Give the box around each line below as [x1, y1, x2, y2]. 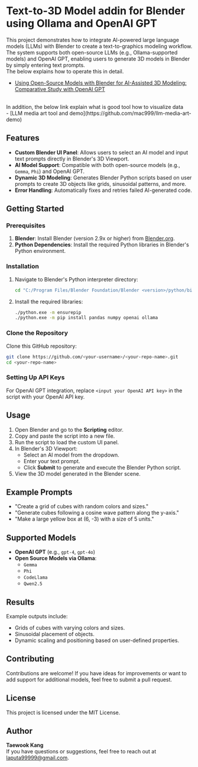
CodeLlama [23, 575, 48, 581]
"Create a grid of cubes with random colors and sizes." [14, 503, 149, 510]
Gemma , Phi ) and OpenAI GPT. [14, 168, 85, 175]
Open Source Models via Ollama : [14, 555, 97, 562]
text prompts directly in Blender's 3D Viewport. [14, 155, 129, 162]
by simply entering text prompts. [6, 61, 86, 69]
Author [6, 726, 33, 736]
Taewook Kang [6, 742, 44, 749]
